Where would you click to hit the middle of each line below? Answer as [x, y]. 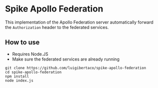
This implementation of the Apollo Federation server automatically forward [79, 22]
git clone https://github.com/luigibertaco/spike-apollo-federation [76, 68]
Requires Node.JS [30, 54]
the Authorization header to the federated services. [57, 27]
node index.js [19, 80]
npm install [17, 76]
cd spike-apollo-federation [33, 72]
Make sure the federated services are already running [66, 59]
